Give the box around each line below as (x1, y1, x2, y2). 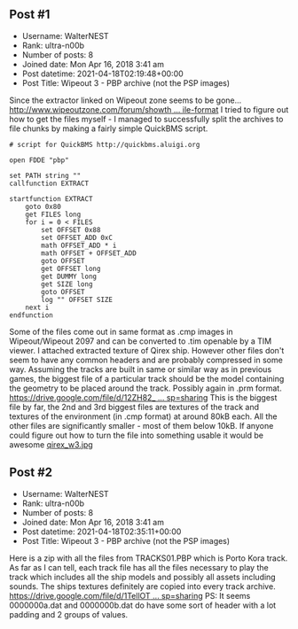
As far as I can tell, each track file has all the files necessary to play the (9, 562, 269, 572)
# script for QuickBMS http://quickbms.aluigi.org (9, 140, 200, 149)
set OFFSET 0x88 (41, 225, 101, 234)
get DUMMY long (41, 272, 98, 281)
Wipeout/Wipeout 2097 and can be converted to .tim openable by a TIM (9, 336, 272, 346)
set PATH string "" (9, 171, 82, 180)
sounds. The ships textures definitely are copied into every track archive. (9, 580, 277, 592)
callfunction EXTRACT (9, 179, 90, 188)
